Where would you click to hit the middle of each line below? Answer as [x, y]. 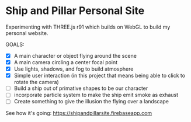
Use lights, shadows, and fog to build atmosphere [74, 69]
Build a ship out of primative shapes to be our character [81, 88]
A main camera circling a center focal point [66, 62]
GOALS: [15, 44]
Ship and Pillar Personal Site [75, 11]
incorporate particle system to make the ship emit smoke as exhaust [96, 95]
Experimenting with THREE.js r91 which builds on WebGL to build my [88, 27]
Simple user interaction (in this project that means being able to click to [99, 76]
